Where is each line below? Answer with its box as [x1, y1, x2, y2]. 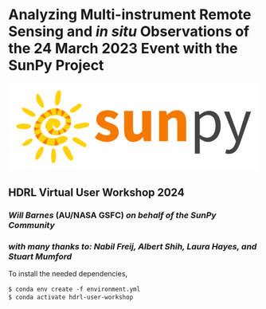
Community [8, 220, 56, 230]
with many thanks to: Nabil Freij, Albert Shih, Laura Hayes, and [8, 241, 257, 252]
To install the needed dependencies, [8, 269, 128, 279]
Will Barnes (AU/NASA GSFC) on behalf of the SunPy [8, 209, 217, 221]
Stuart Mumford [8, 251, 72, 262]
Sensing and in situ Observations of [8, 22, 250, 41]
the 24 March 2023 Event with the [8, 40, 238, 57]
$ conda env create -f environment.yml [8, 285, 141, 294]
